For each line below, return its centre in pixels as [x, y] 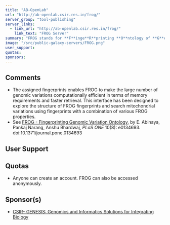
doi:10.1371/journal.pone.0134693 [47, 133]
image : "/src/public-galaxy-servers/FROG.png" [55, 43]
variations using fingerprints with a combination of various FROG [80, 111]
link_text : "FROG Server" [42, 33]
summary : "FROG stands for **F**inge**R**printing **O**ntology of [78, 39]
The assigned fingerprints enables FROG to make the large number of [85, 90]
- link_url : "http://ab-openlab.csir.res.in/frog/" [66, 29]
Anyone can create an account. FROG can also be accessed [75, 178]
